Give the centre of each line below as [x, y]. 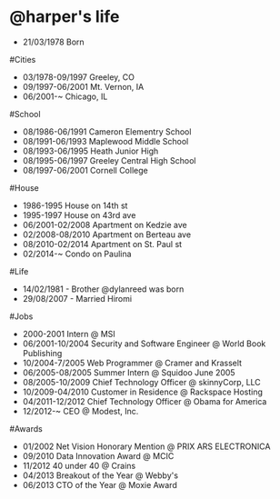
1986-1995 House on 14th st [75, 205]
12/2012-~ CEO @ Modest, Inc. [80, 411]
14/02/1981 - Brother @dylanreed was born [103, 289]
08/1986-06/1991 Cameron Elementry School [107, 131]
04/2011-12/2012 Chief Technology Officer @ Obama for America [145, 401]
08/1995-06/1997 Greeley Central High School [109, 160]
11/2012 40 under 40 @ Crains [79, 465]
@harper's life [65, 17]
